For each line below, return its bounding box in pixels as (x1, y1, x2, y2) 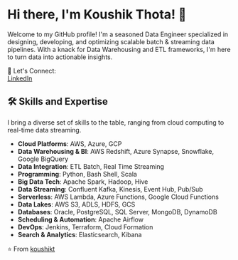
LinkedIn (7, 74, 33, 83)
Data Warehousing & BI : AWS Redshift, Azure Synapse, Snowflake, (17, 147, 215, 155)
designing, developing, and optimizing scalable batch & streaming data (7, 37, 215, 46)
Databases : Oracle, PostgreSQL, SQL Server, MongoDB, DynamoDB (17, 207, 218, 216)
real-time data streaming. (7, 125, 82, 134)
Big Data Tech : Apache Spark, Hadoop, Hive (17, 177, 148, 186)
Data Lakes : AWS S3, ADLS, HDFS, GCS (17, 199, 136, 209)
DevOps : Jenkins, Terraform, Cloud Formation (17, 222, 153, 231)
